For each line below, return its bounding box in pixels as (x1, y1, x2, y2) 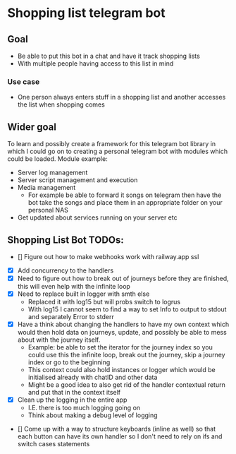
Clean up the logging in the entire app (17, 395, 128, 404)
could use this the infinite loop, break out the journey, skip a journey (27, 351, 225, 359)
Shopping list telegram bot (7, 5, 166, 21)
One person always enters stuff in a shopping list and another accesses (17, 93, 226, 102)
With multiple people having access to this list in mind (17, 59, 174, 68)
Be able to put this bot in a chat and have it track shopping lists (17, 52, 201, 60)
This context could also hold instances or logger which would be (27, 366, 216, 374)
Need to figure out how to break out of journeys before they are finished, (17, 274, 229, 282)
